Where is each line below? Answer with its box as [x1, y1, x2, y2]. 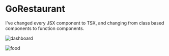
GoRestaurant [5, 3, 65, 15]
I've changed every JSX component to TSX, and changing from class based [5, 20, 164, 26]
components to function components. [5, 25, 84, 31]
